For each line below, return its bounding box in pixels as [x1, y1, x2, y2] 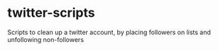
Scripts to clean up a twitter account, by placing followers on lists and [7, 28, 212, 36]
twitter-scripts [7, 5, 95, 21]
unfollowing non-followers [7, 35, 84, 43]
